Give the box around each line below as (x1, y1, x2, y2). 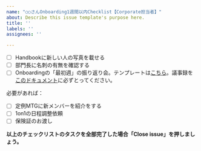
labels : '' (6, 25, 34, 32)
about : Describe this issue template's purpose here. (6, 14, 145, 21)
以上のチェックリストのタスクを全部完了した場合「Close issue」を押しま (6, 130, 190, 138)
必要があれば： (6, 89, 44, 97)
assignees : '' (6, 31, 42, 37)
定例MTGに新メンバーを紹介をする (15, 102, 102, 109)
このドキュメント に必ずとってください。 (15, 77, 116, 84)
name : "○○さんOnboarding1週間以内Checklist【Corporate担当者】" (6, 8, 162, 15)
